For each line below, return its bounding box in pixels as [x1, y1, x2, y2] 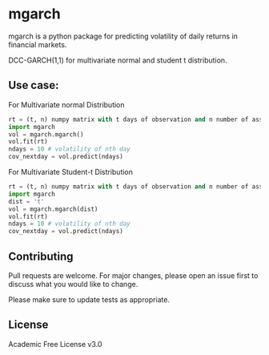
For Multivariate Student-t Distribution [8, 167, 134, 176]
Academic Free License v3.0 [8, 339, 102, 349]
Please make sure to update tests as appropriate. [8, 294, 171, 305]
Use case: [8, 79, 59, 92]
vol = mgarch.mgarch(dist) [8, 205, 98, 213]
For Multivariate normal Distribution [8, 99, 126, 109]
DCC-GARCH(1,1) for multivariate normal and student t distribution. [8, 55, 227, 65]
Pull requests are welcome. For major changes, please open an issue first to [8, 270, 259, 280]
